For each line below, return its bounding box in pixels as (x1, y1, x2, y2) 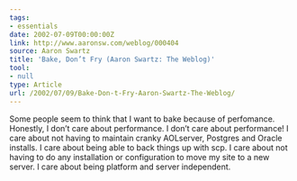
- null (9, 72, 34, 81)
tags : (9, 13, 30, 23)
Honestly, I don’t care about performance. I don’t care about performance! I (9, 122, 290, 133)
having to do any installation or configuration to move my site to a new (9, 151, 270, 162)
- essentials (9, 22, 58, 31)
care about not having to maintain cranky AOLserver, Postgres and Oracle (9, 132, 283, 143)
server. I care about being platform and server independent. (9, 161, 231, 172)
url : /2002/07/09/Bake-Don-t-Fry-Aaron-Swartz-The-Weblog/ (9, 88, 236, 97)
